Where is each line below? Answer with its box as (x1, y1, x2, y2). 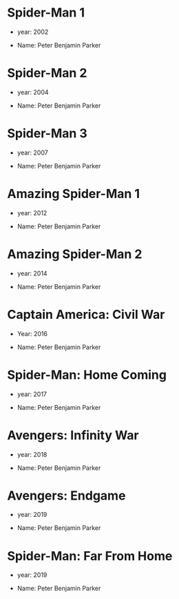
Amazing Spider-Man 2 (7, 246, 143, 262)
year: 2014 (17, 269, 48, 277)
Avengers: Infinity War (7, 427, 139, 443)
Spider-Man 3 (7, 126, 87, 141)
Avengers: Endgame (7, 488, 126, 503)
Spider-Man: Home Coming (7, 367, 167, 382)
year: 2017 (17, 390, 47, 398)
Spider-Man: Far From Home (7, 548, 173, 564)
